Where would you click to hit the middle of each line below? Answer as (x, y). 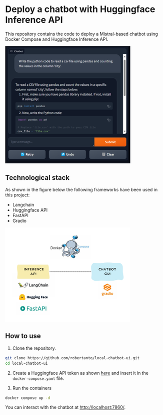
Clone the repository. (34, 348)
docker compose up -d (28, 398)
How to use (23, 336)
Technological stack (37, 178)
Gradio (19, 221)
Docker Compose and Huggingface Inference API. (57, 39)
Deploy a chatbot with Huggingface (80, 9)
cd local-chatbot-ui (27, 363)
